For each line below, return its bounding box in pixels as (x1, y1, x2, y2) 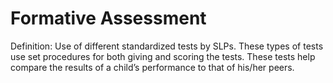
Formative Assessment (10, 7, 207, 30)
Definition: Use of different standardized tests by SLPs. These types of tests (10, 40, 324, 52)
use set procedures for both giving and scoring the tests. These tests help (10, 50, 316, 62)
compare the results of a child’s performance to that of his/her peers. (10, 61, 295, 73)
